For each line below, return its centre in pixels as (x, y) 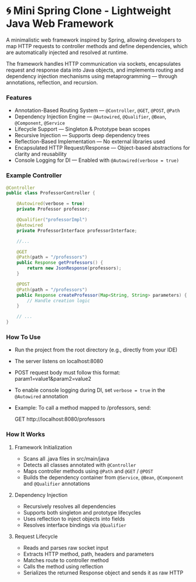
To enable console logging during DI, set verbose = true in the (90, 390)
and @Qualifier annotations (57, 483)
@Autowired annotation (41, 397)
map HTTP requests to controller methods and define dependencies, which (97, 46)
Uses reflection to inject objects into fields (74, 519)
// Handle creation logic (59, 300)
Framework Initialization (43, 447)
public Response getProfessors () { (60, 263)
